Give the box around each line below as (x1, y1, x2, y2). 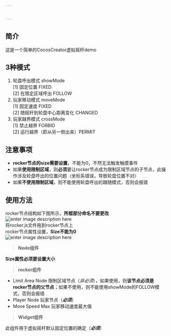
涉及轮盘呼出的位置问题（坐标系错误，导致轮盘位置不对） (17, 173, 139, 179)
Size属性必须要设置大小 (5, 256, 55, 262)
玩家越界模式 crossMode (12, 116, 65, 122)
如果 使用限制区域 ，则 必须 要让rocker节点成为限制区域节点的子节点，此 (12, 166, 162, 172)
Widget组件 (17, 314, 44, 320)
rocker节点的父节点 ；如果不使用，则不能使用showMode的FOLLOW (12, 284, 155, 290)
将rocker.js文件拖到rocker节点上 (5, 222, 73, 228)
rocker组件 (17, 267, 42, 272)
